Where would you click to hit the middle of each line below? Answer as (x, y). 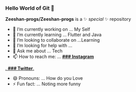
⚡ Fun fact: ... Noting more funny (47, 84)
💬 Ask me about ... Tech (37, 51)
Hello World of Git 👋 (30, 8)
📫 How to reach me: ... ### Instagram (53, 57)
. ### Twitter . (20, 69)
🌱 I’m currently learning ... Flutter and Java (57, 35)
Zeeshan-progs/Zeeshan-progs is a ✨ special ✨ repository (68, 19)
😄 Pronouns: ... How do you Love (48, 78)
